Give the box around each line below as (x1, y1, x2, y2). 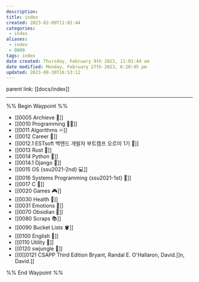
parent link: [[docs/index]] (6, 85, 70, 92)
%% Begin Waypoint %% (6, 102, 68, 110)
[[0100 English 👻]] (14, 232, 59, 240)
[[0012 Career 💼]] (14, 133, 57, 140)
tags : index (6, 53, 36, 59)
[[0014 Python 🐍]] (14, 153, 59, 160)
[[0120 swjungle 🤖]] (14, 245, 63, 252)
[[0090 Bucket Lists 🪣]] (14, 224, 74, 231)
